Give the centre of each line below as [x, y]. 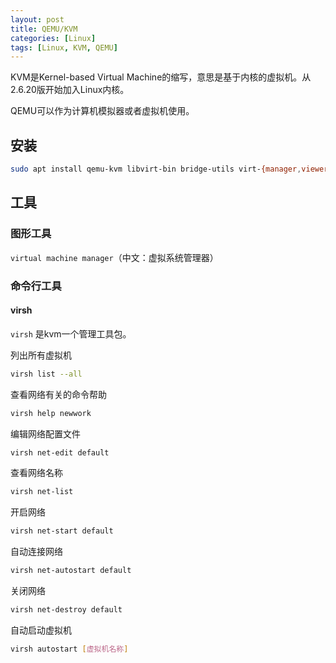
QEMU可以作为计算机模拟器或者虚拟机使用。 [102, 111]
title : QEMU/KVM [44, 29]
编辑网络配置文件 [45, 433]
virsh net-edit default [60, 452]
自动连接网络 [36, 552]
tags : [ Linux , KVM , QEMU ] [64, 47]
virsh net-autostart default [71, 571]
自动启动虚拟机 [41, 630]
